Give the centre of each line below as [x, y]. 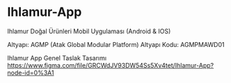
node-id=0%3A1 [31, 73]
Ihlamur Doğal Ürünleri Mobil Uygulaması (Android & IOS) [89, 31]
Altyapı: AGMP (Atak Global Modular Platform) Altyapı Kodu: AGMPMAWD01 [116, 44]
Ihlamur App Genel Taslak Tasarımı [57, 58]
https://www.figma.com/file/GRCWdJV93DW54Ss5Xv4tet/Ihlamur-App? [111, 65]
